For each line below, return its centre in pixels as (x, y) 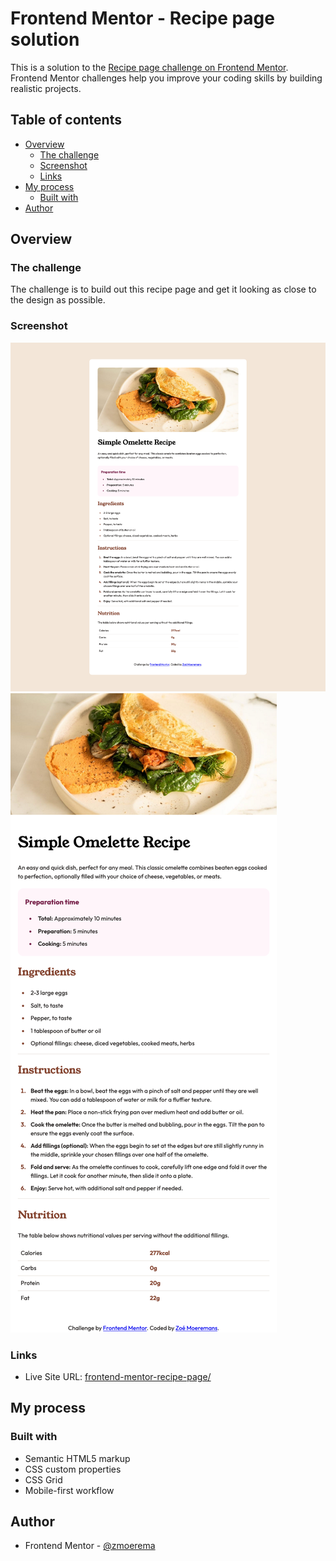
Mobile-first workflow (69, 1490)
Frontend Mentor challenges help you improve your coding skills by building (166, 78)
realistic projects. (46, 88)
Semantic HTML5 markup (77, 1458)
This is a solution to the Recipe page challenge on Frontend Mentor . (149, 67)
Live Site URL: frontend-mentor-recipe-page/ (118, 1376)
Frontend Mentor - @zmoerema (90, 1546)
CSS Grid (43, 1479)
